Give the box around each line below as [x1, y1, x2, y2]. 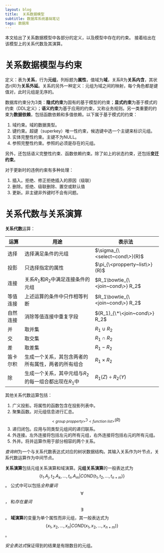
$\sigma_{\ [95, 247, 120, 254]
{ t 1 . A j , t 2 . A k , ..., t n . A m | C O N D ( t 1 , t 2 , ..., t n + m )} [39, 473, 125, 480]
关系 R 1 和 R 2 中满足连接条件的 [24, 276, 90, 284]
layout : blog [5, 7, 32, 12]
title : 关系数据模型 [5, 12, 45, 17]
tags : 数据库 [5, 20, 29, 26]
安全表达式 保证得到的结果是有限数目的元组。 [5, 543, 95, 549]
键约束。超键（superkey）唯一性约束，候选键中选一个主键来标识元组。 [12, 128, 155, 134]
